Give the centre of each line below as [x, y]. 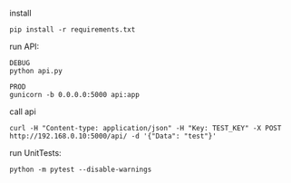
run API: [24, 46]
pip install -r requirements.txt [73, 30]
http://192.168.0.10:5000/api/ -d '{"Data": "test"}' [113, 136]
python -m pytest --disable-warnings [81, 169]
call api [23, 111]
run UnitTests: [35, 153]
